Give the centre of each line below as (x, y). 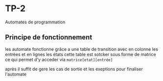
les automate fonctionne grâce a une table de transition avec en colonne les (81, 49)
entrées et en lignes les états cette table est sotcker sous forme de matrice (81, 54)
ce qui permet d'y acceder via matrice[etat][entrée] (59, 60)
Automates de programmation (35, 22)
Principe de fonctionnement (49, 37)
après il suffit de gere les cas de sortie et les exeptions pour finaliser (74, 69)
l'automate (16, 74)
